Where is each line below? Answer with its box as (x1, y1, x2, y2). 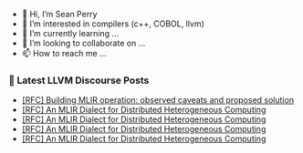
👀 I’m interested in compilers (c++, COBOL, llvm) (21, 18, 204, 29)
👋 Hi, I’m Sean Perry (21, 9, 98, 19)
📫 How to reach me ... (21, 48, 107, 58)
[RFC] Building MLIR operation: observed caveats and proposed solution (21, 95, 294, 106)
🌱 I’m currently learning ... (21, 28, 120, 38)
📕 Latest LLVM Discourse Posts (8, 74, 150, 87)
